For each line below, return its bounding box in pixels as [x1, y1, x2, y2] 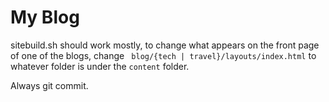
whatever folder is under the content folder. [10, 60, 190, 72]
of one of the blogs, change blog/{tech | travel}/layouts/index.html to [10, 49, 317, 61]
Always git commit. [10, 79, 89, 91]
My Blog [10, 6, 80, 29]
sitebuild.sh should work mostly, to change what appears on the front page [10, 39, 320, 51]
